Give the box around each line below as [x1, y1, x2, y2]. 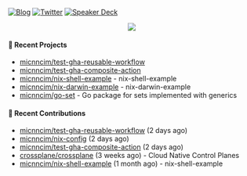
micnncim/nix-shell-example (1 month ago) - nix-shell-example [19, 159, 223, 168]
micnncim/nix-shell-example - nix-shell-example [19, 74, 177, 84]
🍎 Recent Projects [8, 40, 67, 49]
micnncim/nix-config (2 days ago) [19, 134, 129, 144]
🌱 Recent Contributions [8, 108, 86, 117]
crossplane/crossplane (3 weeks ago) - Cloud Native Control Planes [19, 151, 240, 160]
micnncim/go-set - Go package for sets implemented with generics [19, 91, 238, 100]
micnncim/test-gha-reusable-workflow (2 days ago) [19, 126, 188, 135]
